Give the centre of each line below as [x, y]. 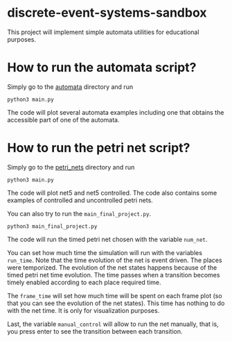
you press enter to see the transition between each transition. [95, 331]
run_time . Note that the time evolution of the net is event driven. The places [115, 260]
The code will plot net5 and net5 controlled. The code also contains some [112, 193]
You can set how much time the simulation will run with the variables [105, 252]
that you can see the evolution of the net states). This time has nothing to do [116, 303]
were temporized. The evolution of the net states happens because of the [112, 267]
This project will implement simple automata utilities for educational [103, 32]
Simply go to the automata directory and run [70, 87]
